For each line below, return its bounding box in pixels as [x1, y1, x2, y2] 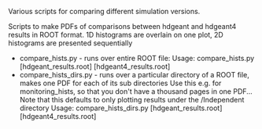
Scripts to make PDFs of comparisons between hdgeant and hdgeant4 [8, 22, 237, 30]
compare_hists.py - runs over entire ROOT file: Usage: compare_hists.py [19, 54, 255, 63]
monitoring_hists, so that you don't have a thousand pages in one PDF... [19, 87, 253, 96]
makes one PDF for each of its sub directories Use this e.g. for [19, 78, 222, 88]
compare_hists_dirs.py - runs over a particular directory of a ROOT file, [19, 70, 250, 79]
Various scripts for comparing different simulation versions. [8, 7, 201, 16]
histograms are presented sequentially [8, 38, 133, 48]
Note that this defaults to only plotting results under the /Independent [19, 95, 245, 104]
